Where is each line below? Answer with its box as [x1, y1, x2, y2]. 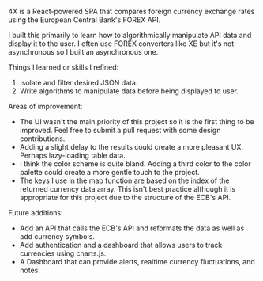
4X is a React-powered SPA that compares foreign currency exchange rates [8, 7, 255, 16]
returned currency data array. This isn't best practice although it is [19, 184, 236, 193]
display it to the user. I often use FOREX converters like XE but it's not [8, 39, 235, 48]
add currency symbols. [19, 232, 95, 241]
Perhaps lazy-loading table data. [19, 150, 126, 160]
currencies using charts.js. [19, 249, 107, 258]
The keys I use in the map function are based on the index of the [19, 176, 231, 185]
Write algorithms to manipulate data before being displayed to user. [19, 86, 239, 96]
